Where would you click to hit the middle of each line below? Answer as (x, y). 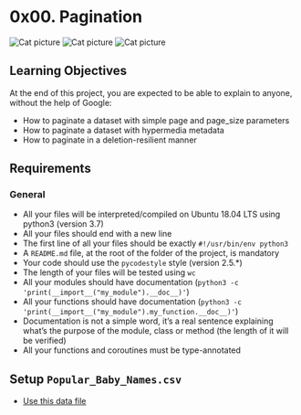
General (27, 195)
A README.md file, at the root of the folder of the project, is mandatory (151, 253)
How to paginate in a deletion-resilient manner (110, 140)
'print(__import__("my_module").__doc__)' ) (106, 292)
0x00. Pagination (76, 17)
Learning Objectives (68, 71)
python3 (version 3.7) (63, 224)
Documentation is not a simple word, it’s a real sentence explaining (148, 321)
